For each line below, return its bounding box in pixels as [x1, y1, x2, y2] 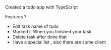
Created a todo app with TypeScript [5, 4, 78, 10]
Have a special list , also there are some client [12, 39, 106, 45]
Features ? [5, 14, 27, 19]
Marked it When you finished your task [12, 29, 92, 34]
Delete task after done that [12, 34, 67, 40]
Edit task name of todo [12, 23, 59, 29]
